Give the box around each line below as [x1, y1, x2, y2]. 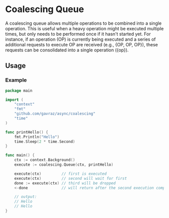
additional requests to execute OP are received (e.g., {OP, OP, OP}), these [5, 41, 158, 47]
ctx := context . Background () [14, 158, 75, 163]
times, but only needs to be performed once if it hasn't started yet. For [5, 31, 151, 37]
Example [5, 77, 27, 84]
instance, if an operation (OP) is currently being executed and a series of [5, 36, 156, 42]
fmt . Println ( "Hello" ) [14, 134, 59, 139]
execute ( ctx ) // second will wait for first [14, 176, 127, 181]
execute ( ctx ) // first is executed [14, 171, 107, 176]
